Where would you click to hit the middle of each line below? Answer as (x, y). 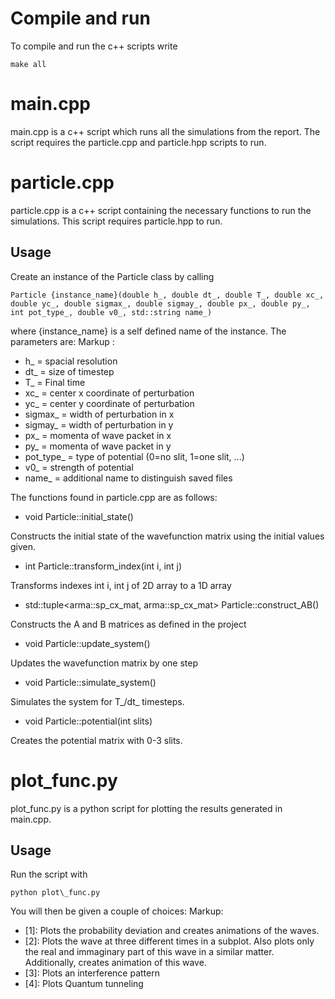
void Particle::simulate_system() (90, 682)
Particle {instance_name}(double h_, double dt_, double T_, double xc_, (167, 295)
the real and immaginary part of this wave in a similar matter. (149, 952)
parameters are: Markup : (62, 341)
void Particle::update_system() (87, 643)
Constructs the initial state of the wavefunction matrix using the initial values (167, 536)
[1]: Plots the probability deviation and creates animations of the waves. (172, 931)
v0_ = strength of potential (79, 467)
